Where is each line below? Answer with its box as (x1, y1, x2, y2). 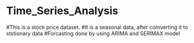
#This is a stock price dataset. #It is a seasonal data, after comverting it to (6, 24, 188, 31)
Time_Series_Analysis (6, 4, 118, 18)
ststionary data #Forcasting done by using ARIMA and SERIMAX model (6, 29, 180, 37)
